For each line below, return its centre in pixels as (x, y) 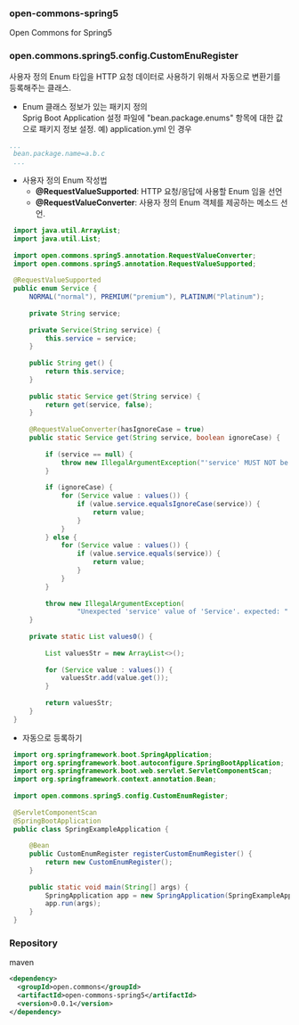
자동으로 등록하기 (52, 737)
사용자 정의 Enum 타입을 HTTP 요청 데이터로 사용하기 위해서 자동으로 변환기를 (145, 76)
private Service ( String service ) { (95, 330)
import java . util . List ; (57, 239)
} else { (61, 537)
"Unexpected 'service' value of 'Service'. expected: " (183, 612)
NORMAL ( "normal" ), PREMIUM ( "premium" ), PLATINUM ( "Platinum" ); (147, 297)
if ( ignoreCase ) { (79, 488)
